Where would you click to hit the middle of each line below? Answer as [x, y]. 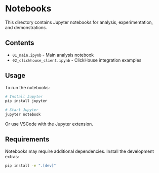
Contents [20, 43]
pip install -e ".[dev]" [31, 166]
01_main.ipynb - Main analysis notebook [53, 55]
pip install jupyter [26, 101]
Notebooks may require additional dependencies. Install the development [79, 151]
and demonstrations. [26, 27]
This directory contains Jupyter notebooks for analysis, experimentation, [79, 22]
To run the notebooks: [28, 87]
